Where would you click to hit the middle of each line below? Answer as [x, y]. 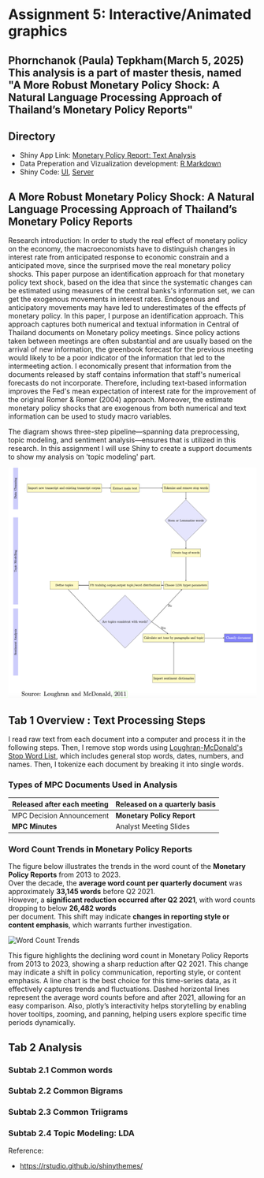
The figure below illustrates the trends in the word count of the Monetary [127, 867]
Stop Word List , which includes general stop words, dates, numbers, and [126, 756]
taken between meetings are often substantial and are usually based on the [130, 341]
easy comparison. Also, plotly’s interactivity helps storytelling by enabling [127, 1006]
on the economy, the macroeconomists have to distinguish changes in [122, 249]
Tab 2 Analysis [45, 1048]
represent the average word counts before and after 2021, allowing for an [127, 997]
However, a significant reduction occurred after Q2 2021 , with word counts [132, 900]
